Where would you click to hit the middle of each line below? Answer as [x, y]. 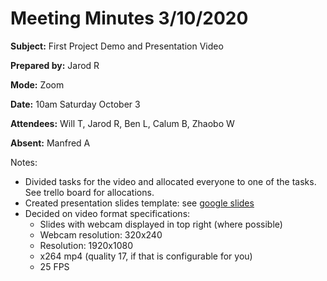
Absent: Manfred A [50, 143]
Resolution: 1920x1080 [86, 245]
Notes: [24, 162]
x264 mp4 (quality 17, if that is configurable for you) [146, 256]
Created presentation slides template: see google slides [139, 203]
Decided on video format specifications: [107, 213]
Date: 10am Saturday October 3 [75, 104]
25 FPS [54, 266]
